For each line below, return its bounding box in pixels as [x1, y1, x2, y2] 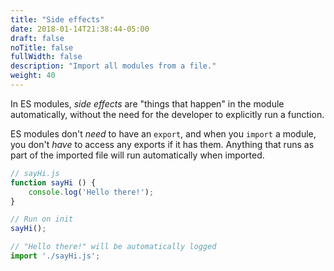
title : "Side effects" [10, 14, 105, 25]
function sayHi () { [10, 177, 97, 188]
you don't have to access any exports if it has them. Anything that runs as [10, 138, 315, 150]
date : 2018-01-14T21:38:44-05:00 [10, 24, 150, 34]
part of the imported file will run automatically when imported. [10, 149, 265, 161]
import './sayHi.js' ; [10, 251, 101, 261]
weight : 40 [10, 71, 56, 81]
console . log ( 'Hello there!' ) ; [28, 187, 155, 197]
